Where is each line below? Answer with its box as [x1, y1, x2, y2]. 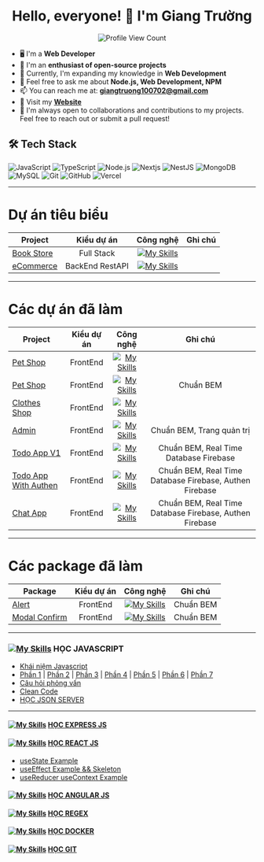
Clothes [12, 397, 41, 408]
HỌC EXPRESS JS [47, 720, 108, 730]
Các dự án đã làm [8, 300, 123, 318]
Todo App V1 [12, 447, 61, 458]
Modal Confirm [12, 612, 68, 623]
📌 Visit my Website [19, 97, 82, 106]
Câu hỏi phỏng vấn [19, 678, 82, 687]
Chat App [12, 507, 47, 518]
